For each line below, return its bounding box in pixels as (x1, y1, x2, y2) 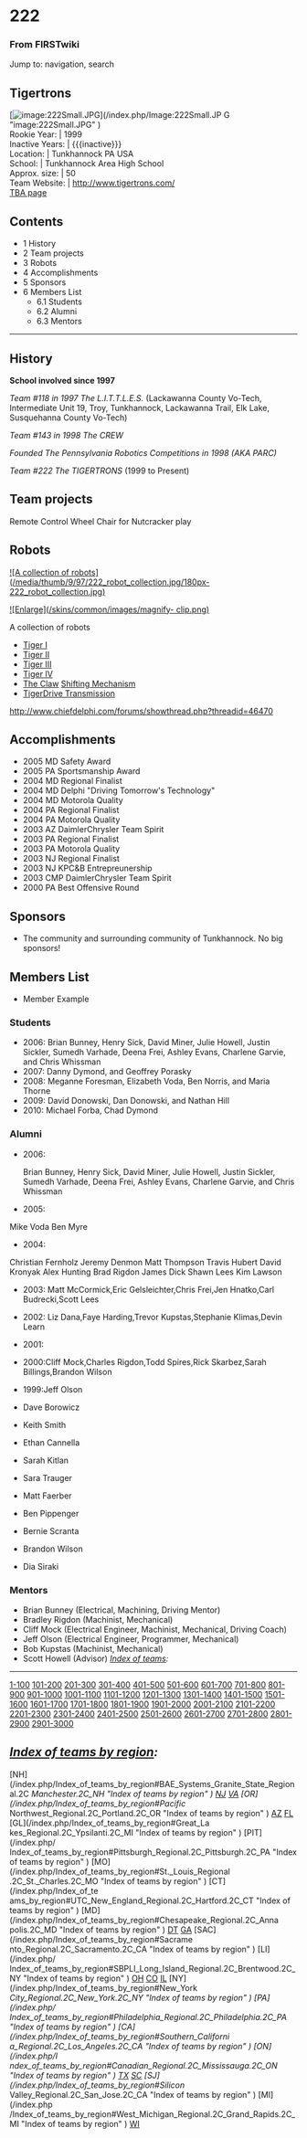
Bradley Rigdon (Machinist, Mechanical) (22, 1614, 174, 1625)
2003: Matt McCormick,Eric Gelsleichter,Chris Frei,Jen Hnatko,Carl (22, 1284, 275, 1295)
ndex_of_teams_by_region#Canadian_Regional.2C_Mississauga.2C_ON (9, 2059, 278, 2070)
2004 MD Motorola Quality (22, 795, 123, 806)
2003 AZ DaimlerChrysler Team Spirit (22, 824, 164, 835)
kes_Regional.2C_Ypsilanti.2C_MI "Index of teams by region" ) (9, 1826, 242, 1837)
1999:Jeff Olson (22, 1383, 83, 1394)
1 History (22, 238, 57, 249)
